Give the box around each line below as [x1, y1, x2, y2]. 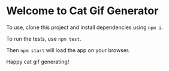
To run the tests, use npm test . [6, 35, 82, 42]
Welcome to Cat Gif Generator [6, 4, 159, 18]
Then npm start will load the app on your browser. [6, 46, 130, 54]
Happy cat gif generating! [6, 58, 70, 65]
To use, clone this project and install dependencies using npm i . [6, 24, 164, 31]
